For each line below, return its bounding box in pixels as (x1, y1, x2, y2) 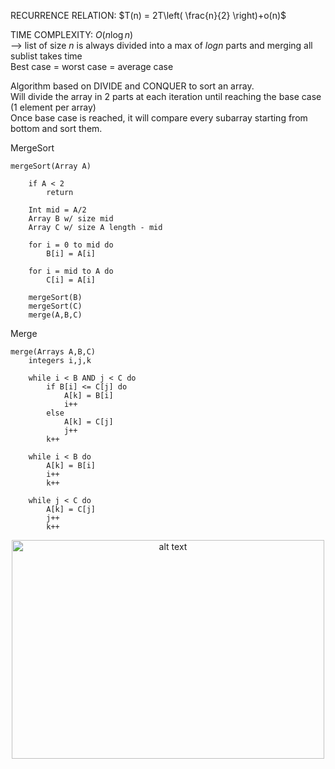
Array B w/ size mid (28, 214, 114, 224)
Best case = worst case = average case (10, 61, 174, 72)
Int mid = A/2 (28, 205, 87, 215)
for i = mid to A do (28, 266, 114, 276)
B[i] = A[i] (46, 249, 97, 259)
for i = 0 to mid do (28, 240, 114, 250)
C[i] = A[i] (46, 275, 97, 285)
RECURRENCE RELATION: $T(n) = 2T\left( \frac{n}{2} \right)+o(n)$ (10, 10, 287, 21)
